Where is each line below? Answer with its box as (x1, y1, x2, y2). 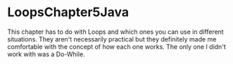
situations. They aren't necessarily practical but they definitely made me (7, 34, 217, 43)
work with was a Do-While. (7, 50, 86, 58)
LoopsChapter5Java (7, 4, 129, 20)
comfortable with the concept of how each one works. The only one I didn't (7, 42, 227, 51)
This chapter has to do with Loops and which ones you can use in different (7, 27, 224, 36)
